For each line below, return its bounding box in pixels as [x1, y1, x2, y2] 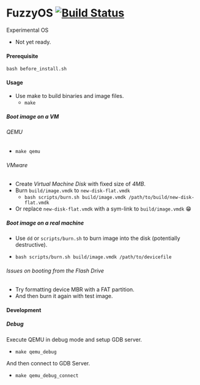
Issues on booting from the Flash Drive [6, 267, 105, 274]
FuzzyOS [6, 6, 53, 20]
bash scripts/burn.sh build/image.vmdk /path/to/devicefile [15, 254, 172, 260]
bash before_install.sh [6, 66, 67, 72]
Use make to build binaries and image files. [15, 92, 124, 100]
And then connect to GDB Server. [6, 359, 91, 367]
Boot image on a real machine [6, 219, 84, 226]
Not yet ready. [15, 38, 51, 45]
